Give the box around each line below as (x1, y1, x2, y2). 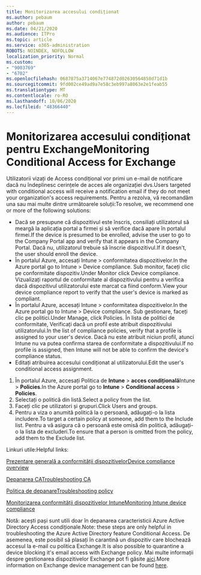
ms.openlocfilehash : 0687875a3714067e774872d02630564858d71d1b (6, 76, 168, 82)
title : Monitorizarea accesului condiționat (6, 8, 119, 15)
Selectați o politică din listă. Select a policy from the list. (14, 396, 152, 403)
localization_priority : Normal (6, 53, 85, 59)
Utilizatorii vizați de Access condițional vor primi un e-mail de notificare (6, 175, 183, 182)
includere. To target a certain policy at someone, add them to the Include (14, 415, 194, 422)
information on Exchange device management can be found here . (6, 562, 169, 569)
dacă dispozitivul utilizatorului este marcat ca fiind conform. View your (14, 282, 188, 290)
